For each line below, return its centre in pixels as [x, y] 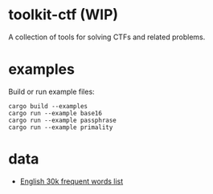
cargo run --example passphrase [62, 120]
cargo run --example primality [61, 127]
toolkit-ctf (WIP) [63, 15]
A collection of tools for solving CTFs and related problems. [107, 37]
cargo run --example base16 [55, 113]
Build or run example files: [51, 91]
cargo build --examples [48, 106]
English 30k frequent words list [72, 181]
